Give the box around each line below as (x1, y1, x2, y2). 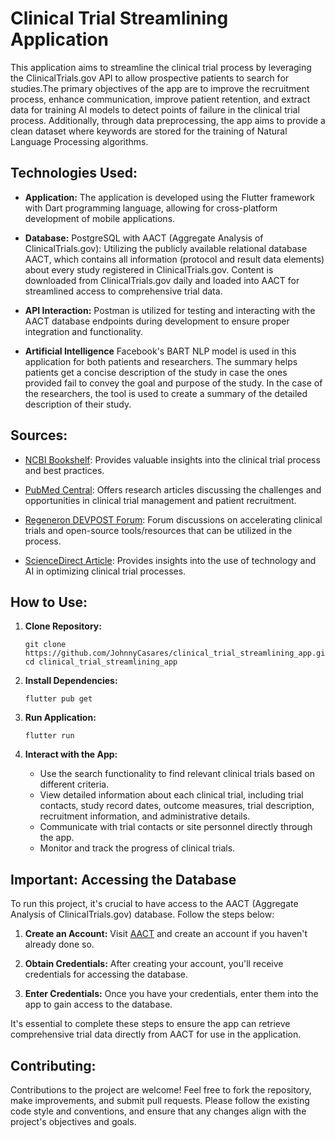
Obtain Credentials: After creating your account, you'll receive (24, 958, 284, 970)
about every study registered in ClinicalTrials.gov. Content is (24, 263, 274, 276)
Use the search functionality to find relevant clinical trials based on (39, 768, 316, 780)
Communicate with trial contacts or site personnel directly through (39, 821, 313, 833)
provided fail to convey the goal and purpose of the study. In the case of (24, 377, 323, 389)
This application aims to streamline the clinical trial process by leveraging (10, 61, 312, 73)
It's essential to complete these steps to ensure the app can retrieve (10, 1018, 291, 1030)
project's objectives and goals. (10, 1116, 137, 1127)
